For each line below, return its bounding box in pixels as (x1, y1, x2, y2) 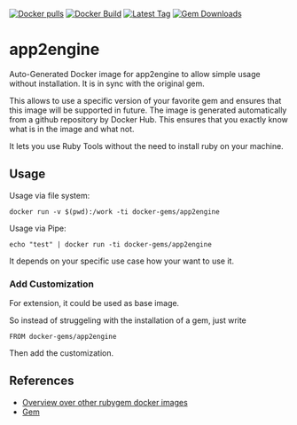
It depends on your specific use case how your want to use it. (9, 256, 235, 266)
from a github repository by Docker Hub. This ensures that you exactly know (9, 114, 288, 124)
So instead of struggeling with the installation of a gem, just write (9, 315, 246, 326)
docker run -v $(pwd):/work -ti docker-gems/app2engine (9, 207, 220, 216)
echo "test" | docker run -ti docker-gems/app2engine (9, 240, 213, 248)
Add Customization (9, 278, 95, 290)
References (9, 374, 74, 389)
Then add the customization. (9, 348, 114, 358)
